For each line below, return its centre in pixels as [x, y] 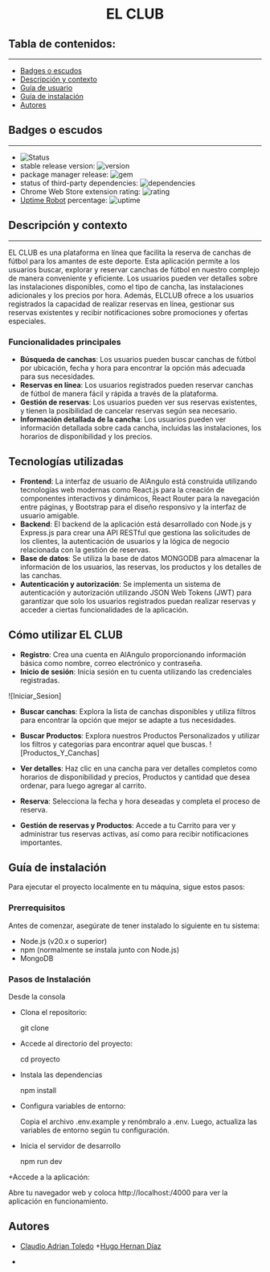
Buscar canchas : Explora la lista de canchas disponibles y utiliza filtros [138, 711]
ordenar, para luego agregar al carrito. [83, 785]
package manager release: [64, 174]
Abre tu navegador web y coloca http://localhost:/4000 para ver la [118, 1192]
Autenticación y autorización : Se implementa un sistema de [120, 584]
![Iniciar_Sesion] [35, 696]
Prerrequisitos [37, 908]
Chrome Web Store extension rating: [80, 191]
